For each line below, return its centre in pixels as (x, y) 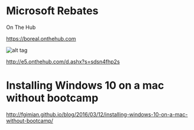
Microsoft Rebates (52, 11)
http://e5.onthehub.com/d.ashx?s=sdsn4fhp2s (63, 61)
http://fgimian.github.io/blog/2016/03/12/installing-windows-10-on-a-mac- (97, 114)
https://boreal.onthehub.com (41, 38)
